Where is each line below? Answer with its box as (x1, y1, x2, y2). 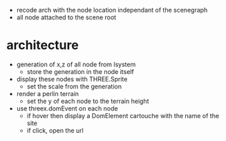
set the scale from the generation (26, 82, 122, 91)
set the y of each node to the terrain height (26, 97, 149, 105)
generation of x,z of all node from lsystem (16, 60, 136, 68)
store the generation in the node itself (26, 67, 134, 75)
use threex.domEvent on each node (16, 104, 118, 113)
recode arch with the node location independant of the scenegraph (16, 6, 208, 14)
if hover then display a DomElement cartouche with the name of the (26, 111, 219, 120)
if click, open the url (26, 126, 84, 134)
